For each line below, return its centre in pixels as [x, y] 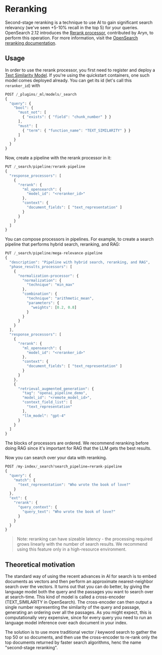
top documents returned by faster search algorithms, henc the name [73, 642]
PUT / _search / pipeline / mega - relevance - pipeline [54, 253]
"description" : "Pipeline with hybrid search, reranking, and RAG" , [80, 262]
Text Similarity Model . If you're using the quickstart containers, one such [77, 75]
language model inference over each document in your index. [66, 623]
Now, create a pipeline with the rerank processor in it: [58, 158]
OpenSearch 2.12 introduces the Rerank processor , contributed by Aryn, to [79, 33]
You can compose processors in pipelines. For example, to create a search [79, 239]
